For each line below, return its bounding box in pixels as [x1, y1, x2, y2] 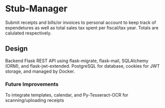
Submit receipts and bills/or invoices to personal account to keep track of [5, 19, 156, 25]
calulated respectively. [5, 30, 51, 36]
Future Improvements [5, 81, 59, 88]
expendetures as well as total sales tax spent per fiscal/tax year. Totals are [5, 24, 159, 30]
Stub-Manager [5, 3, 67, 14]
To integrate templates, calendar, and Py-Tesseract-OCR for [5, 92, 128, 98]
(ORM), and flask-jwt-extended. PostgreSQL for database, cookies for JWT [5, 63, 160, 69]
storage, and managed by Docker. [5, 68, 75, 74]
